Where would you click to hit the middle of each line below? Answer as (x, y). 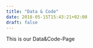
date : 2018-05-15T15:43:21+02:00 (47, 17)
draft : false (22, 22)
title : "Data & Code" (32, 11)
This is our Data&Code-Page (40, 39)
